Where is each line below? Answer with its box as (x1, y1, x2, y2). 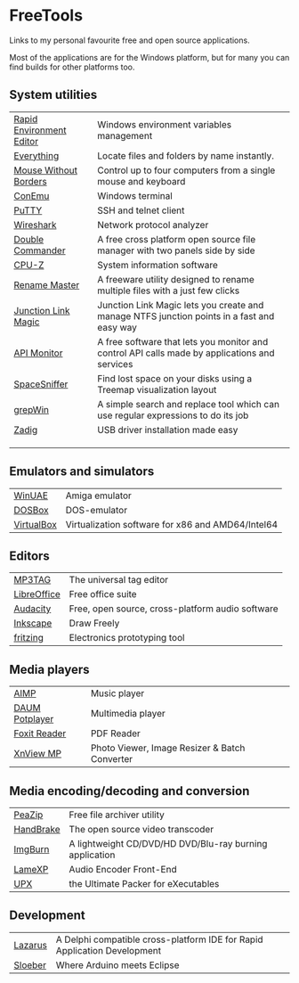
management (97, 129, 153, 142)
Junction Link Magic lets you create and (97, 299, 264, 311)
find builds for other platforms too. (9, 61, 135, 72)
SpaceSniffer (13, 378, 69, 390)
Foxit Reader (13, 727, 67, 740)
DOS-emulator (65, 504, 127, 516)
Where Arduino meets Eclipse (55, 959, 180, 971)
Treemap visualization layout (97, 383, 217, 396)
